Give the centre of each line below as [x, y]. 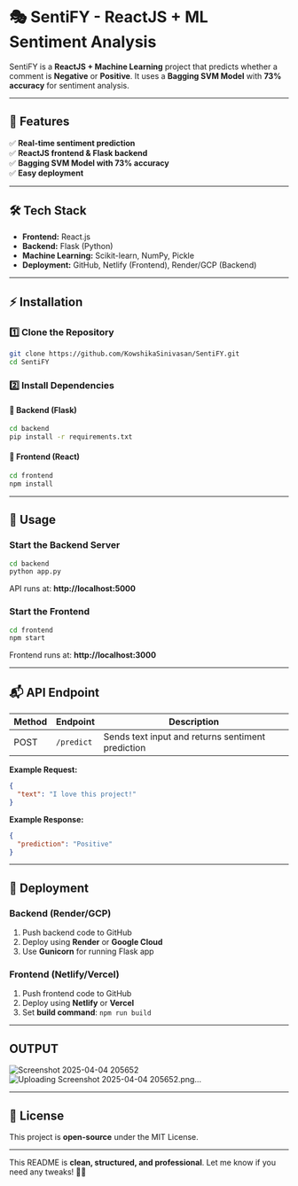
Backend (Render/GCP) [60, 913]
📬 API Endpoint [55, 692]
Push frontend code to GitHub [77, 994]
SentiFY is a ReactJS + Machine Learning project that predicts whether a [143, 66]
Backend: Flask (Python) [67, 246]
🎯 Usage [32, 520]
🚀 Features [39, 122]
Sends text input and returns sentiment [184, 737]
